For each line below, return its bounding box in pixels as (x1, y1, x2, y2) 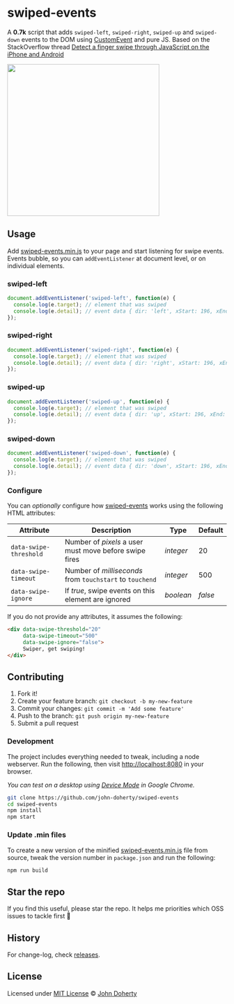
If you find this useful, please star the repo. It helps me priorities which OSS (7, 904, 224, 913)
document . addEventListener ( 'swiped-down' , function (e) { (7, 450, 176, 457)
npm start (7, 813, 36, 821)
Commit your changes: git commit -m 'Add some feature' (17, 705, 185, 713)
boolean (164, 590, 192, 600)
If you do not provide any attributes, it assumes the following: (7, 613, 183, 621)
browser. (7, 767, 33, 776)
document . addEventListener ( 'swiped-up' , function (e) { (7, 398, 170, 405)
